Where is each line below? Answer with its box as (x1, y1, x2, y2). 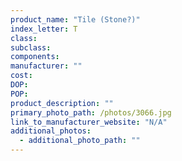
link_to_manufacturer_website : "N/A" (10, 117, 168, 127)
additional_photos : (10, 126, 92, 136)
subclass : (10, 42, 52, 53)
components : (10, 52, 60, 62)
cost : (10, 71, 33, 81)
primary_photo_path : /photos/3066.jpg (10, 107, 172, 118)
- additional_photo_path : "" (19, 136, 141, 146)
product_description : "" (10, 98, 114, 108)
